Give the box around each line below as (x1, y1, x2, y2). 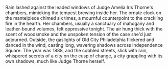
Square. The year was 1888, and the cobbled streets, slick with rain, (5, 48, 148, 53)
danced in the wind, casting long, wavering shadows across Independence (5, 42, 163, 48)
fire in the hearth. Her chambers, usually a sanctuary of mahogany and (5, 20, 154, 26)
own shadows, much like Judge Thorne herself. (5, 58, 106, 64)
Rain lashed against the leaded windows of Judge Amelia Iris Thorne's (5, 5, 153, 10)
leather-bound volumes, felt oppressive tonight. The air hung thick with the (5, 26, 163, 32)
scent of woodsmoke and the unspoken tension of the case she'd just (5, 31, 152, 37)
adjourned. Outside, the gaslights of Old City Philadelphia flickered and (5, 37, 155, 43)
